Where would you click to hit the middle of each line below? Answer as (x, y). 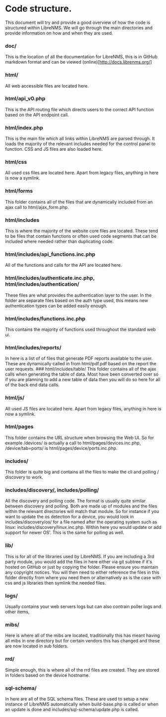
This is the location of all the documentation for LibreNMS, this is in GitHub (81, 57)
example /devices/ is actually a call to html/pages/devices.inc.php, (73, 443)
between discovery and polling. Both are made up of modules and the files (81, 506)
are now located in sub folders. (37, 646)
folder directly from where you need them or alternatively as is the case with (83, 577)
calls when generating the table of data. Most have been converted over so (82, 374)
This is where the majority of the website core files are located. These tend (82, 231)
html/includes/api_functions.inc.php (50, 254)
